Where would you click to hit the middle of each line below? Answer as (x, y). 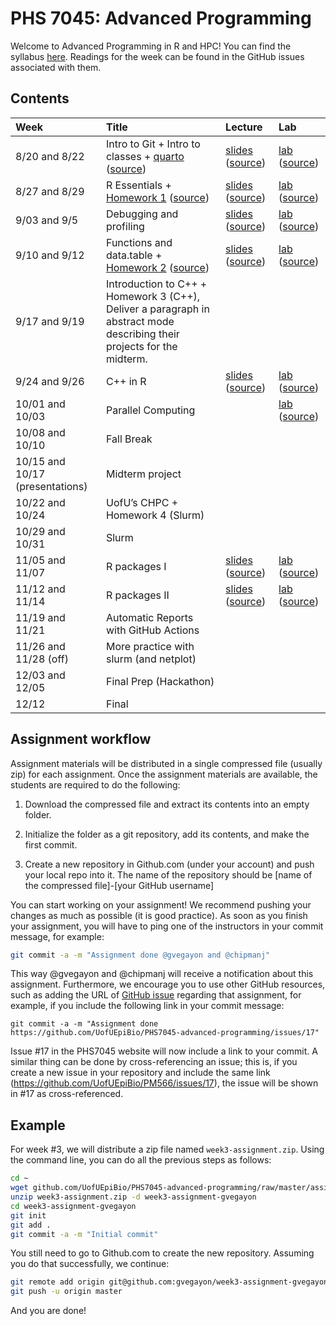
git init (28, 1215)
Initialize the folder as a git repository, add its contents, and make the (167, 834)
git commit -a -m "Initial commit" (84, 1234)
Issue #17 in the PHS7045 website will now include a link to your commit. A (164, 1051)
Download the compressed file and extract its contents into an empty (167, 804)
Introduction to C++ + (156, 284)
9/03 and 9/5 (47, 220)
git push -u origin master (66, 1292)
